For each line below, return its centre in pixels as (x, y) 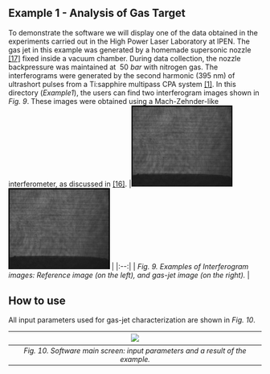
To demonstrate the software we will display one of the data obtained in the (133, 32)
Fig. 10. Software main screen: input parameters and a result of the (135, 351)
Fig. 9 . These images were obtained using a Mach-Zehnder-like (114, 101)
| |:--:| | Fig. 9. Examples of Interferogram (180, 267)
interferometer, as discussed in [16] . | (70, 184)
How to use (37, 300)
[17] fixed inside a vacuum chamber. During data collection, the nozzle (125, 58)
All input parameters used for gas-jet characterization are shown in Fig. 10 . (132, 320)
